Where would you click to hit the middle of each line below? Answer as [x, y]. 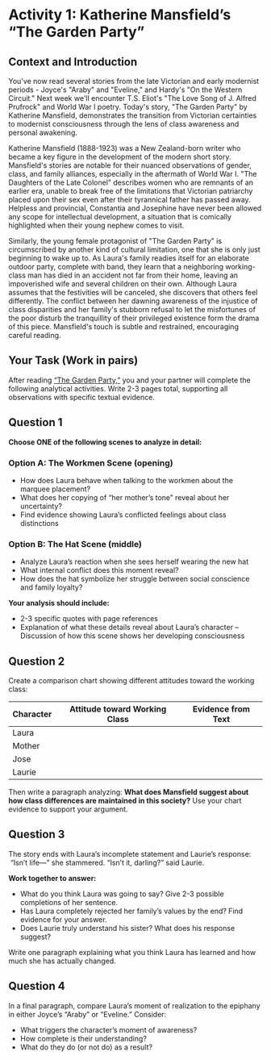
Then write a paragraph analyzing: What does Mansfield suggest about [129, 792]
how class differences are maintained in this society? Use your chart [125, 801]
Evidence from [221, 709]
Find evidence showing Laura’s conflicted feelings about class [123, 515]
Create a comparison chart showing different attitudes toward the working [131, 681]
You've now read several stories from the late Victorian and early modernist [134, 81]
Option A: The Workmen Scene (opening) [91, 463]
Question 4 [37, 986]
